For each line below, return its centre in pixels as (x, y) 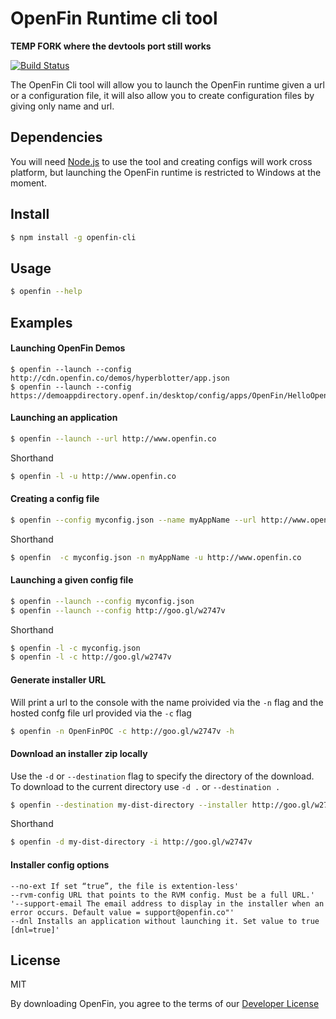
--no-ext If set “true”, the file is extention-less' (125, 886)
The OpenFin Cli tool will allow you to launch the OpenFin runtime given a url (167, 84)
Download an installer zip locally (79, 753)
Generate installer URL (58, 679)
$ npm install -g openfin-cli (73, 237)
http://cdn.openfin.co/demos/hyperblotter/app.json (120, 378)
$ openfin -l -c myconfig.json (75, 648)
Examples (41, 322)
